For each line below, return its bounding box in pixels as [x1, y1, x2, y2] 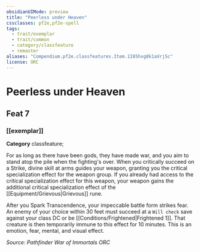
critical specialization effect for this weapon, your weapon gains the [6, 178, 174, 185]
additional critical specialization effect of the [6, 184, 116, 191]
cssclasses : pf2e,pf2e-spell [6, 20, 79, 26]
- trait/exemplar [11, 31, 55, 37]
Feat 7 [6, 109, 30, 119]
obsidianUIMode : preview [6, 8, 68, 15]
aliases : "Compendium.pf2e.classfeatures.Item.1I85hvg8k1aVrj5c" [6, 53, 173, 59]
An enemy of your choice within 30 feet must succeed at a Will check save [6, 208, 193, 215]
